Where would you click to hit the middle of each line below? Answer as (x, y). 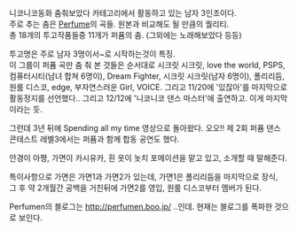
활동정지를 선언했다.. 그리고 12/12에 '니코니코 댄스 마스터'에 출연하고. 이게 (137, 98)
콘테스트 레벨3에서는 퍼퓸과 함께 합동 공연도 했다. (94, 139)
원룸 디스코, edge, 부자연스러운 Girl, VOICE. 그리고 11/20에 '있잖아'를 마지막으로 (149, 87)
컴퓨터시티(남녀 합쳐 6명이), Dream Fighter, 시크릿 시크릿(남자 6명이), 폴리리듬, (147, 76)
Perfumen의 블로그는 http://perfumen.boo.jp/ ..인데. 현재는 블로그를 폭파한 (141, 207)
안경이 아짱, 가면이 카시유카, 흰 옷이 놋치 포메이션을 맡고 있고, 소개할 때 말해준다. (149, 158)
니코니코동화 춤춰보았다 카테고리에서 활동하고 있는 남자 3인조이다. (123, 13)
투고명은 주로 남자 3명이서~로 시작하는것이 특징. (92, 54)
